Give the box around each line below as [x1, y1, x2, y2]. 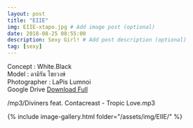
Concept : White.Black [7, 63, 72, 70]
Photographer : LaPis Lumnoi [7, 78, 91, 86]
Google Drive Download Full [7, 85, 88, 94]
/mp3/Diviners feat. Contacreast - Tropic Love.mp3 [7, 99, 156, 107]
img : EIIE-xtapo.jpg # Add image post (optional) [7, 23, 156, 30]
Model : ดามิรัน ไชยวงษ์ [7, 70, 66, 78]
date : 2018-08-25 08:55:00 [7, 30, 86, 37]
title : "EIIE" [7, 17, 49, 24]
